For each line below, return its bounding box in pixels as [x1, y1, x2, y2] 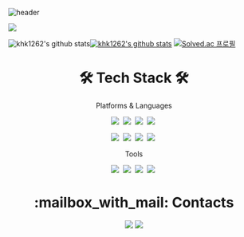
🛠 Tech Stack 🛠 [79, 69, 189, 87]
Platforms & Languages [95, 101, 173, 110]
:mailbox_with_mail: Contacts [33, 194, 234, 211]
